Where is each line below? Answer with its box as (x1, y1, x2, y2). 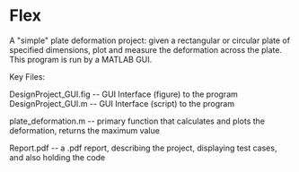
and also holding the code (9, 151, 106, 162)
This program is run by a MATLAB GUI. (9, 54, 153, 64)
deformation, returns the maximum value (9, 125, 160, 135)
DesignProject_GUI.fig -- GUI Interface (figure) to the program (9, 89, 238, 99)
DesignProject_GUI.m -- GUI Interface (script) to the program (9, 98, 235, 108)
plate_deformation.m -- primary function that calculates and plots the (9, 116, 265, 126)
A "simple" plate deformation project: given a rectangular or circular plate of (9, 35, 290, 46)
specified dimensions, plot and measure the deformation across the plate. (9, 44, 283, 55)
